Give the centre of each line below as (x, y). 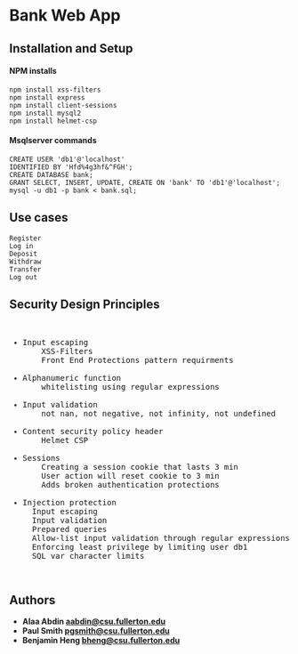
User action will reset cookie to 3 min (130, 476)
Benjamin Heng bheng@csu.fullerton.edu (101, 641)
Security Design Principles (85, 305)
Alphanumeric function (72, 378)
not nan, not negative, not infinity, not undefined (158, 413)
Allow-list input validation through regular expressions (161, 538)
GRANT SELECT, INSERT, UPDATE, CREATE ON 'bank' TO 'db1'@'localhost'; (145, 182)
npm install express (48, 97)
